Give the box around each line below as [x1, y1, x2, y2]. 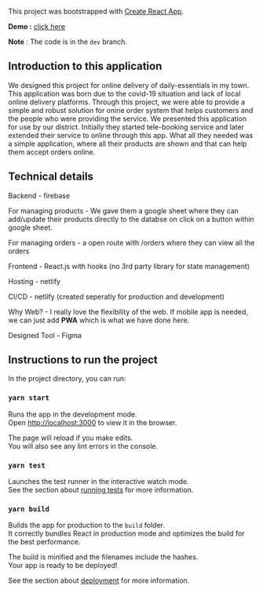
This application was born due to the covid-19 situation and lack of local [8, 89, 241, 98]
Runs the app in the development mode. [8, 409, 137, 419]
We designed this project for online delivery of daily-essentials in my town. [8, 80, 250, 89]
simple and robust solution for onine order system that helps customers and [8, 105, 254, 115]
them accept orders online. [8, 147, 96, 156]
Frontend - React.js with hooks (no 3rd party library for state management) [8, 261, 250, 271]
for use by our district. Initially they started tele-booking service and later [8, 122, 245, 132]
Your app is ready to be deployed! [8, 561, 118, 570]
